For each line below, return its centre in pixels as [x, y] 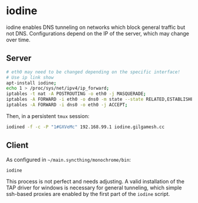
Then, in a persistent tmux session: [48, 116]
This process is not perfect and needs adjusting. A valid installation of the [95, 181]
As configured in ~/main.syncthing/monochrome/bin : [69, 159]
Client [17, 145]
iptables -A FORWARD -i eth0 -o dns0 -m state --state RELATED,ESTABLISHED [101, 99]
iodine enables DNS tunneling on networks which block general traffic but [96, 27]
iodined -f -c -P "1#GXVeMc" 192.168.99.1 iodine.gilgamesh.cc [85, 127]
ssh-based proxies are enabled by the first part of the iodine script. [88, 194]
